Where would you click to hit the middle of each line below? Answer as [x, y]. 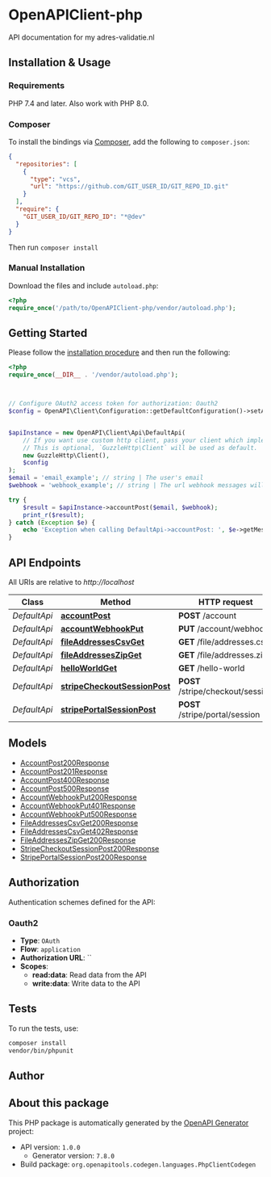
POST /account [207, 616]
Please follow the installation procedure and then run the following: [119, 352]
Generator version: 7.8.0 [73, 1155]
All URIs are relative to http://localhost [71, 582]
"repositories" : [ [47, 164]
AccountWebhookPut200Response [78, 797]
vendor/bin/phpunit [41, 1051]
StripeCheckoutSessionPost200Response [90, 848]
